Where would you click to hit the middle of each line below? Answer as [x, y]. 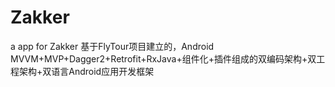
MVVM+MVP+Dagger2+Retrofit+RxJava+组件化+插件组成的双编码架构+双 [163, 58]
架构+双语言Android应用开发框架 [86, 71]
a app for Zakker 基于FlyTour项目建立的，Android [112, 46]
